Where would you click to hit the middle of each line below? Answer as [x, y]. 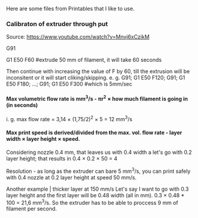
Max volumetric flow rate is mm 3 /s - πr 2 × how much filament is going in [97, 98]
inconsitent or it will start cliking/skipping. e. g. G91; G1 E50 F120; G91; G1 [96, 78]
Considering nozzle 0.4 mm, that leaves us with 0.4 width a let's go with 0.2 [99, 152]
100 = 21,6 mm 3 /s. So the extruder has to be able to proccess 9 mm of [92, 202]
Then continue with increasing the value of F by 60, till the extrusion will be [98, 71]
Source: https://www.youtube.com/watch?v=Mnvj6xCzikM [78, 37]
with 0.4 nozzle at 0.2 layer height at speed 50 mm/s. [71, 177]
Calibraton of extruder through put [57, 24]
